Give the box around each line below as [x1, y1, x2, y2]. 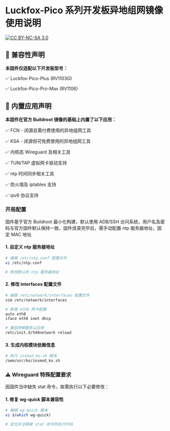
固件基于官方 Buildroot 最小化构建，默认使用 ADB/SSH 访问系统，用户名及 [5, 219, 161, 225]
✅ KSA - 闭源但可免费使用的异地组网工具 [5, 138, 91, 144]
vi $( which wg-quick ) [5, 413, 51, 418]
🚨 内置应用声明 [5, 102, 52, 111]
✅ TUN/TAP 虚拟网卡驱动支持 [5, 159, 67, 166]
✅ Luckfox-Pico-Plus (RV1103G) [5, 75, 72, 82]
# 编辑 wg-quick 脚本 [5, 408, 48, 413]
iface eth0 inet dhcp [5, 316, 51, 321]
